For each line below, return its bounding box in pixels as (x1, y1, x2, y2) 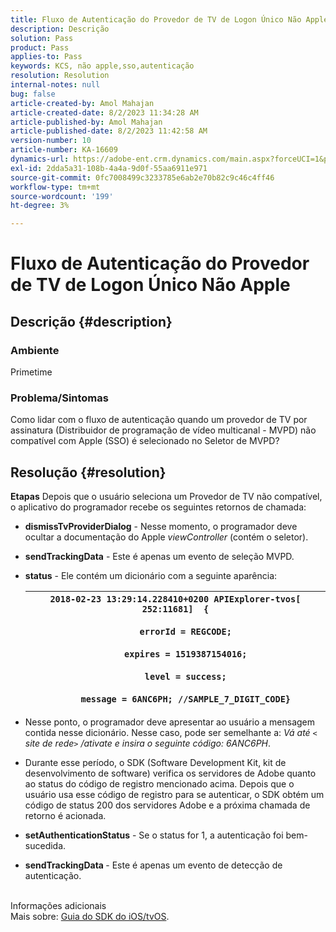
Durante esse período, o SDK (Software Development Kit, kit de (24, 757, 287, 769)
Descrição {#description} (10, 313, 173, 330)
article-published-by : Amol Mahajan (10, 117, 163, 127)
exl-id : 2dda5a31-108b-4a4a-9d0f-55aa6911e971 (10, 163, 208, 173)
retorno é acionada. (24, 810, 107, 822)
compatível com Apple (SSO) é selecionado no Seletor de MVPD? (10, 435, 280, 447)
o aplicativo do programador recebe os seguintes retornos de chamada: (10, 501, 307, 513)
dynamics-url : (10, 154, 70, 164)
